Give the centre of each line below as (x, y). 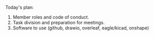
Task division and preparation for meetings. (59, 23)
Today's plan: (20, 7)
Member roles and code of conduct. (51, 17)
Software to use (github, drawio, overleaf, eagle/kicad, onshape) (81, 28)
